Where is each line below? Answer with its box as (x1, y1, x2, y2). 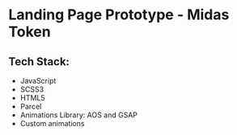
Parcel (19, 102, 42, 111)
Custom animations (19, 119, 85, 128)
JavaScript (19, 76, 57, 85)
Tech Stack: (8, 55, 70, 68)
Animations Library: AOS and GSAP (19, 110, 138, 120)
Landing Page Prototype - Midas (8, 6, 230, 24)
